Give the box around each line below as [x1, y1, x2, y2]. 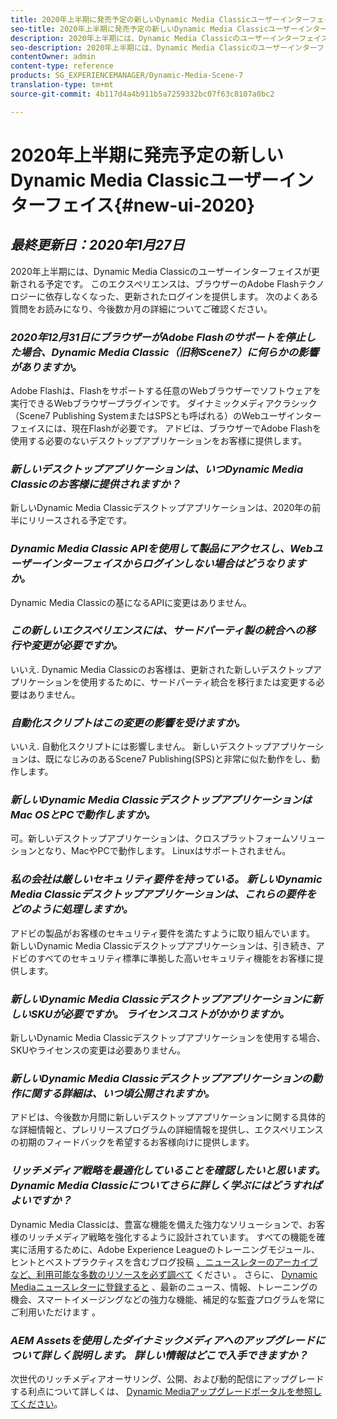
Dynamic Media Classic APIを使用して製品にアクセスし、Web [10, 542, 313, 556]
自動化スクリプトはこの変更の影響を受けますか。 [10, 716, 246, 730]
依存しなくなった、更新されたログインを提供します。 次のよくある [44, 290, 319, 302]
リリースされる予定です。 [27, 514, 132, 526]
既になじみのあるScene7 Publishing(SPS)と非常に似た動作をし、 [44, 753, 312, 765]
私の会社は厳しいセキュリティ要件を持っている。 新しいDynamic [10, 872, 323, 886]
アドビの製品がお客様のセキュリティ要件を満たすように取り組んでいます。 [10, 927, 316, 939]
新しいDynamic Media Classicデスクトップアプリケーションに [10, 992, 313, 1006]
